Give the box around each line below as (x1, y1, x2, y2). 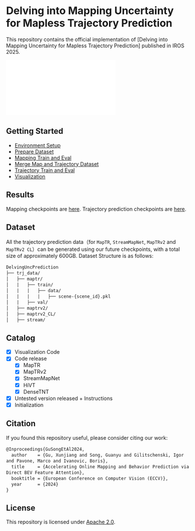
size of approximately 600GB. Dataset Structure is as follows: (6, 253, 154, 260)
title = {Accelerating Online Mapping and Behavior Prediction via (11, 464, 190, 470)
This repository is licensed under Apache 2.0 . (6, 519, 116, 526)
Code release (14, 355, 47, 362)
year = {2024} (11, 481, 59, 487)
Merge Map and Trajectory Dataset (14, 160, 99, 167)
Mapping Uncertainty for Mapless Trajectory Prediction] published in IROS (6, 42, 185, 49)
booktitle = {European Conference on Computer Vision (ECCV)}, (11, 475, 168, 481)
